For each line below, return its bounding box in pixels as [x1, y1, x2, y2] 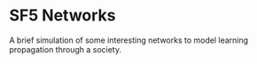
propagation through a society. [9, 44, 122, 54]
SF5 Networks [9, 5, 117, 26]
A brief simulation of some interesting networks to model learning [9, 35, 249, 45]
